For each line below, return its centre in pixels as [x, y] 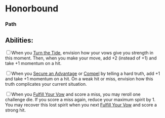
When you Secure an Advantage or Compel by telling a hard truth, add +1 [86, 73]
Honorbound [32, 9]
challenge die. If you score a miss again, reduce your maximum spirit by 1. [80, 99]
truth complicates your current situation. [46, 84]
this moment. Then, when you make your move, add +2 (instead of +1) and [81, 58]
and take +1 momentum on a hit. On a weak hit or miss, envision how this [79, 79]
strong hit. [16, 110]
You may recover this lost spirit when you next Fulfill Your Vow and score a [81, 105]
